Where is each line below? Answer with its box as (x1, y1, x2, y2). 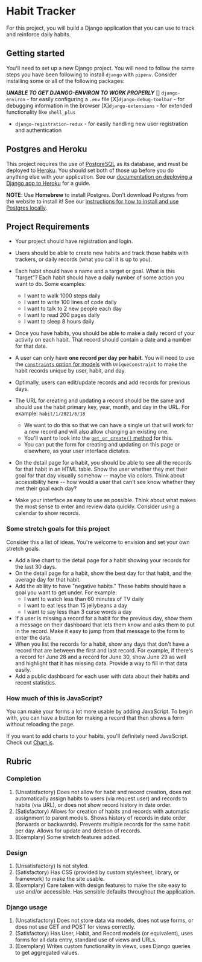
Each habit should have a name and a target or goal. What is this (14, 268, 175, 275)
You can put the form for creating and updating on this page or (24, 441, 180, 448)
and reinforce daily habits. (6, 30, 71, 38)
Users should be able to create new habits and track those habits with (14, 250, 189, 257)
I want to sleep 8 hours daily (24, 318, 95, 325)
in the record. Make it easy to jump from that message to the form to (14, 627, 185, 634)
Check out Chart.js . (6, 738, 54, 746)
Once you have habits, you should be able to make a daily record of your (14, 330, 196, 337)
